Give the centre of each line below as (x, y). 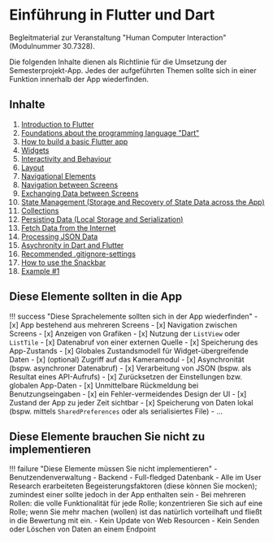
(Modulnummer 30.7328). (52, 46)
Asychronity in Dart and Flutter (72, 245)
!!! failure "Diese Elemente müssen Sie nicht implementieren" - (113, 469)
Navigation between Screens (69, 184)
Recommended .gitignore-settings (78, 254)
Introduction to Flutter (57, 124)
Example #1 (40, 271)
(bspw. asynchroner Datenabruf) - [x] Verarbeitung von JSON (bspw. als (130, 368)
